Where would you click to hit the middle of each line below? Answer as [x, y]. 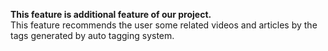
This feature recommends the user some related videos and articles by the [164, 25]
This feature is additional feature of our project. [111, 14]
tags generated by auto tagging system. [92, 35]
